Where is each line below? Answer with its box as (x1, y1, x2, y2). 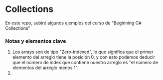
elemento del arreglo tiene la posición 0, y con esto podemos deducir (12, 54, 156, 60)
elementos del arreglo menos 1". (12, 65, 79, 71)
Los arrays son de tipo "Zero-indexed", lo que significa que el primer (12, 49, 154, 55)
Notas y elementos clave (5, 37, 66, 44)
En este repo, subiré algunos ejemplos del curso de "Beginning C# (5, 20, 142, 26)
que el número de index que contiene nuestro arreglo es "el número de (12, 60, 159, 66)
